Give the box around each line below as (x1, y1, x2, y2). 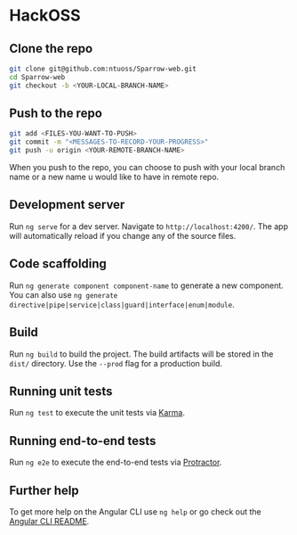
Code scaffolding (9, 256, 107, 272)
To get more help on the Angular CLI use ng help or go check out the (9, 506, 261, 517)
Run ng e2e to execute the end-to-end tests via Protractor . (9, 457, 222, 468)
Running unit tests (9, 383, 113, 399)
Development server (9, 197, 125, 212)
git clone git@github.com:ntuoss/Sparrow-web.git (9, 64, 197, 73)
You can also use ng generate (9, 289, 118, 300)
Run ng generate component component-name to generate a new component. (9, 280, 285, 291)
